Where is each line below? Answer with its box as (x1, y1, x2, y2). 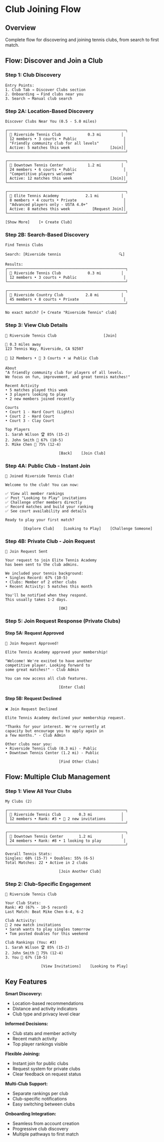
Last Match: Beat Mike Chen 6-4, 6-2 (5, 909, 84, 914)
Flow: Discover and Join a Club (5, 57, 103, 65)
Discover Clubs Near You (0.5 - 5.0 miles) (5, 119, 97, 124)
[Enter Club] (58, 685, 86, 690)
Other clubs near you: (5, 742, 52, 747)
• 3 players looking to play (5, 392, 66, 397)
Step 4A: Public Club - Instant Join (5, 462, 91, 469)
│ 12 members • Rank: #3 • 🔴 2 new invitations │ (5, 817, 124, 822)
